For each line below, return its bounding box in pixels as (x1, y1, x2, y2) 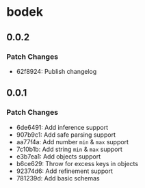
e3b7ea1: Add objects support (16, 152, 101, 161)
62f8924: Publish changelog (16, 67, 97, 75)
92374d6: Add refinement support (16, 167, 114, 175)
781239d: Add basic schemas (16, 174, 100, 182)
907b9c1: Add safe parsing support (16, 131, 116, 139)
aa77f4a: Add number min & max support (16, 137, 129, 146)
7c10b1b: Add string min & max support (16, 145, 122, 153)
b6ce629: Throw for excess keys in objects (16, 159, 138, 167)
